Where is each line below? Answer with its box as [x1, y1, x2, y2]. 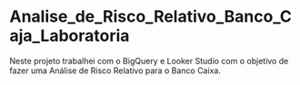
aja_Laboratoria [9, 25, 130, 46]
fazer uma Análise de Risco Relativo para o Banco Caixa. [9, 65, 221, 76]
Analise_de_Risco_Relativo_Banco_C [9, 6, 293, 27]
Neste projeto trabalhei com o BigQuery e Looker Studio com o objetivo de [9, 55, 289, 66]
